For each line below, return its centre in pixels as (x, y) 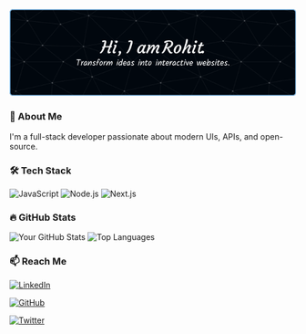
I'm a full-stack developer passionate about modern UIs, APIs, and (134, 136)
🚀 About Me (36, 117)
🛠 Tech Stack (41, 171)
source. (24, 146)
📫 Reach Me (38, 262)
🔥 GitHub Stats (43, 217)
